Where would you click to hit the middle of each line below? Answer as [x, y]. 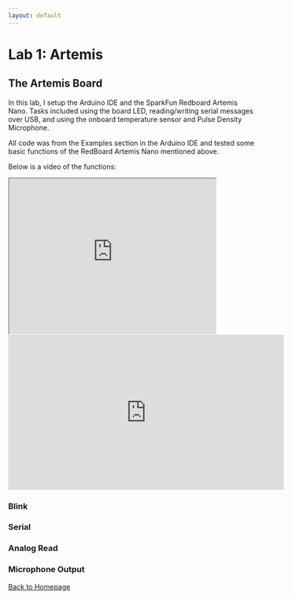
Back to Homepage [39, 586]
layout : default [35, 15]
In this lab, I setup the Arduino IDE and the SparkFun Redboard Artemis [123, 102]
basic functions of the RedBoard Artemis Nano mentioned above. [114, 151]
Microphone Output [46, 570]
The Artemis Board [55, 84]
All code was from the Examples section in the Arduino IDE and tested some [131, 143]
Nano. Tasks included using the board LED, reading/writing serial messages [131, 110]
